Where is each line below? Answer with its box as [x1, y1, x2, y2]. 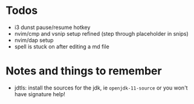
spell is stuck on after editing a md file [14, 43, 109, 50]
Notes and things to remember [5, 64, 162, 78]
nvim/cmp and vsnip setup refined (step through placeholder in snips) [14, 30, 189, 37]
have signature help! [14, 90, 66, 97]
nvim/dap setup [14, 36, 54, 44]
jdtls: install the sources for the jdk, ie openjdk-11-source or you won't [14, 84, 188, 91]
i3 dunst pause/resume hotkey [14, 24, 91, 31]
